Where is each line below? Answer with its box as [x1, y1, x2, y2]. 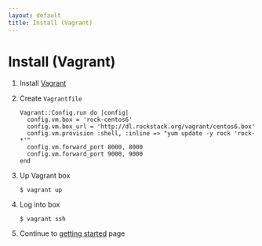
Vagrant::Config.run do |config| [19, 109, 129, 117]
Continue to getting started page [19, 229, 126, 238]
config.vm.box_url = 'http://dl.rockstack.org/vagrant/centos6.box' [27, 123, 256, 130]
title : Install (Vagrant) [8, 19, 93, 27]
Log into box [19, 200, 60, 209]
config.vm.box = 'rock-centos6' [27, 116, 133, 124]
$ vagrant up [19, 186, 63, 194]
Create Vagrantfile [19, 94, 82, 103]
